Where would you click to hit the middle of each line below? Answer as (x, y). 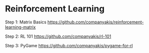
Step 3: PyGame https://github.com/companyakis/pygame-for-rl (69, 45)
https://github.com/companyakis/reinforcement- (96, 22)
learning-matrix (21, 27)
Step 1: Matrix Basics (26, 22)
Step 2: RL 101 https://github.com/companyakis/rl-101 (58, 36)
